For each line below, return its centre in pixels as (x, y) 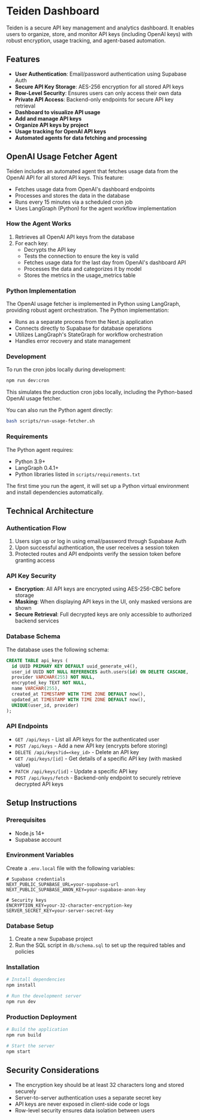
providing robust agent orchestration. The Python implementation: (88, 310)
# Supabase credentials (36, 879)
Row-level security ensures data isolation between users (85, 1110)
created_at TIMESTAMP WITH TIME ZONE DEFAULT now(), (79, 694)
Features (23, 59)
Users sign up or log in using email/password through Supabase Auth (101, 541)
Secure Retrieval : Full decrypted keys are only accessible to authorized (103, 615)
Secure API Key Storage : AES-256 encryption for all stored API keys (99, 87)
